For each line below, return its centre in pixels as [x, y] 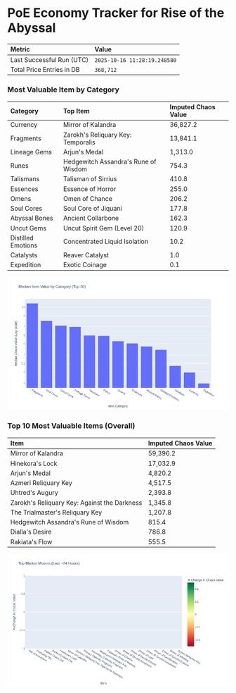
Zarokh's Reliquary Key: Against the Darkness [76, 503]
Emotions [24, 245]
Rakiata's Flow [31, 541]
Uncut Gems [28, 228]
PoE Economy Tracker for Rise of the [116, 13]
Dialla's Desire [31, 532]
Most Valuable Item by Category [63, 90]
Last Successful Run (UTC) [50, 60]
